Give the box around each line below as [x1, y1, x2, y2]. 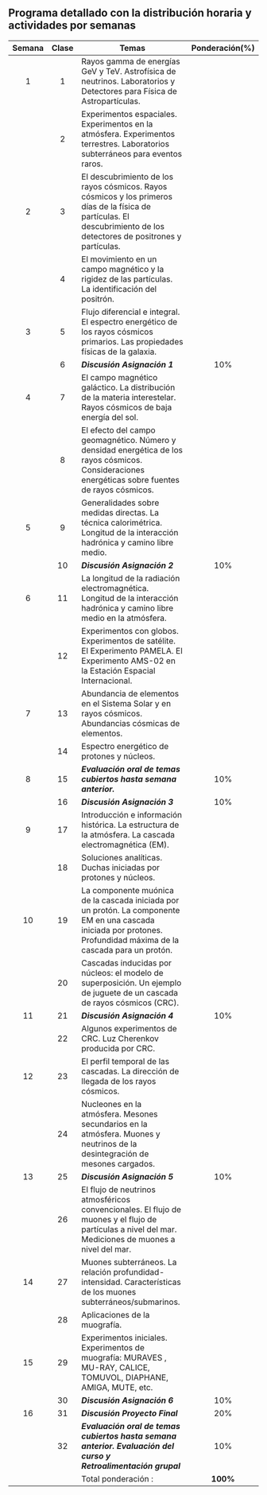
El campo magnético [81, 371, 158, 382]
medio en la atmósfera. [81, 612, 167, 623]
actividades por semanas [8, 19, 137, 33]
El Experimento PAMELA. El [81, 645, 183, 656]
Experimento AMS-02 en [81, 655, 176, 666]
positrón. [81, 293, 115, 305]
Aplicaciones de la [81, 1309, 150, 1320]
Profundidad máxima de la [81, 934, 180, 946]
